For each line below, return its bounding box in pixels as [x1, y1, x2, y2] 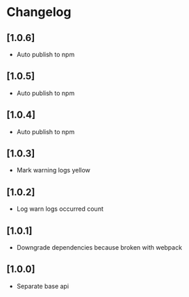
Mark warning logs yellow [16, 166, 91, 175]
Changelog [6, 4, 72, 20]
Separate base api [16, 282, 69, 290]
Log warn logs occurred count [16, 204, 104, 213]
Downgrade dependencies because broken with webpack [16, 243, 182, 252]
